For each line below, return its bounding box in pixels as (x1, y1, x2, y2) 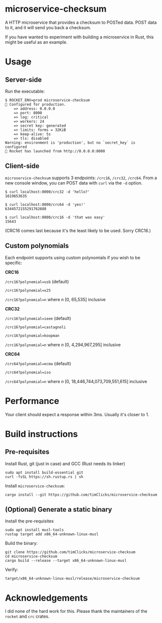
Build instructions (5, 428, 78, 439)
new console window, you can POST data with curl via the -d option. (5, 180, 143, 185)
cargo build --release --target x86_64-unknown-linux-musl (5, 558, 127, 563)
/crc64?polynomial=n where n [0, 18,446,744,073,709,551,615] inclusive (5, 378, 147, 384)
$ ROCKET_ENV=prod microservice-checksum (5, 98, 90, 102)
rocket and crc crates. (5, 613, 50, 620)
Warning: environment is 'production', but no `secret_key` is (5, 140, 136, 145)
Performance (5, 395, 60, 406)
